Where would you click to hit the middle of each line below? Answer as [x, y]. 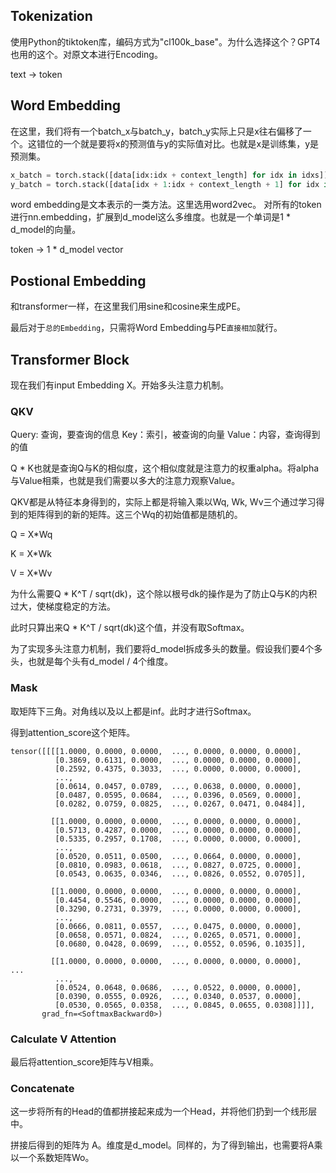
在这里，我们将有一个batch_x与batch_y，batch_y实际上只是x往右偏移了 [156, 131]
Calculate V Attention [63, 1039]
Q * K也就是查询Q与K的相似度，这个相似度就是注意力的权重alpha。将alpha [165, 468]
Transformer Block [70, 359]
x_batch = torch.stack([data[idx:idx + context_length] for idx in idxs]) [169, 175]
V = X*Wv [31, 573]
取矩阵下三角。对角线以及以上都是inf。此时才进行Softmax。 [133, 711]
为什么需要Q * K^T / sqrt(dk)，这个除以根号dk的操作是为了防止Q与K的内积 [164, 594]
